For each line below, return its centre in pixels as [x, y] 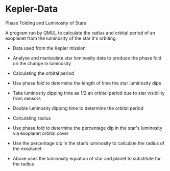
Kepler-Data [32, 9]
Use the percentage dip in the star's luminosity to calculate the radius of [89, 143]
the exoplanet [27, 149]
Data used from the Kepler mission [49, 48]
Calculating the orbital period [43, 73]
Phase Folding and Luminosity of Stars [46, 23]
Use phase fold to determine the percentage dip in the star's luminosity [88, 128]
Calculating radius [32, 118]
